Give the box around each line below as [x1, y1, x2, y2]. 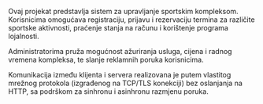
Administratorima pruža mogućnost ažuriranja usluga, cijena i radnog [8, 47, 232, 56]
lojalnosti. [8, 31, 39, 41]
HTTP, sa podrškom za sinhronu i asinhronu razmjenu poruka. [8, 87, 209, 96]
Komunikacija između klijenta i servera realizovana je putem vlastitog [8, 70, 232, 79]
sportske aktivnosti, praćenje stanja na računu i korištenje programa [8, 23, 228, 32]
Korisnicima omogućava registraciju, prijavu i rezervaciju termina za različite [8, 15, 255, 24]
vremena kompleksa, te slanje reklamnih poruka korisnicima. [8, 55, 205, 64]
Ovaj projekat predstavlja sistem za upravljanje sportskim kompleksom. [8, 7, 239, 16]
